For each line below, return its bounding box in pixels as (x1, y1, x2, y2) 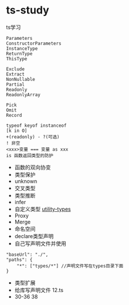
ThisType (6, 56, 28, 62)
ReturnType (6, 50, 33, 56)
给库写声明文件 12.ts (14, 286, 63, 293)
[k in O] (6, 127, 28, 134)
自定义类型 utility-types (14, 205, 72, 212)
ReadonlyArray (6, 91, 41, 97)
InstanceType (6, 45, 38, 52)
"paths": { (6, 256, 33, 263)
